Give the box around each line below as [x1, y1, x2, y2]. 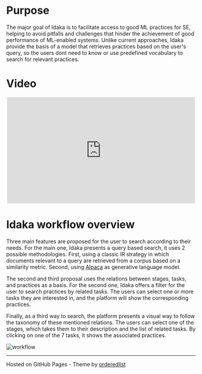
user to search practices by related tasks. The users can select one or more [6, 288, 194, 295]
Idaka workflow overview [6, 218, 135, 232]
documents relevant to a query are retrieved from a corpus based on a [6, 257, 181, 264]
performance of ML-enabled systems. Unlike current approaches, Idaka [6, 36, 184, 43]
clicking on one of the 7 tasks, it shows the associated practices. [6, 331, 167, 338]
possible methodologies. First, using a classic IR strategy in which [6, 250, 170, 258]
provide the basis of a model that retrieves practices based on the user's [6, 43, 186, 50]
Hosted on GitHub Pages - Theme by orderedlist [6, 360, 126, 368]
